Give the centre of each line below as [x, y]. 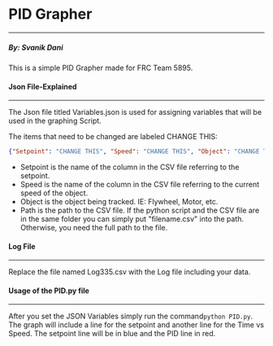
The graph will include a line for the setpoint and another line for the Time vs [136, 325]
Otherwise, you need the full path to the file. [94, 227]
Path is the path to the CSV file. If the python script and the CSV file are [140, 210]
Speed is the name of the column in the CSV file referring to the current [140, 184]
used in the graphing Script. [55, 121]
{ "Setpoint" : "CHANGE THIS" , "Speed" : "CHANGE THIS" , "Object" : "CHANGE [134, 151]
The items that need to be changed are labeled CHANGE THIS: [113, 137]
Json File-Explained [43, 86]
